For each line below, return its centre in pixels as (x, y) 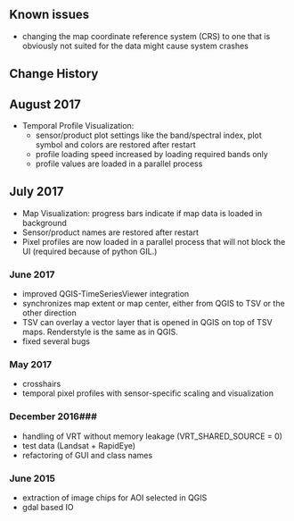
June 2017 (32, 274)
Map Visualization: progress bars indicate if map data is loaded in (142, 213)
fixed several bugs (56, 341)
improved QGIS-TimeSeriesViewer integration (106, 294)
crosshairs (41, 384)
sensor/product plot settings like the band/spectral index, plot (149, 135)
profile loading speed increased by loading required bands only (152, 155)
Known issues (49, 15)
